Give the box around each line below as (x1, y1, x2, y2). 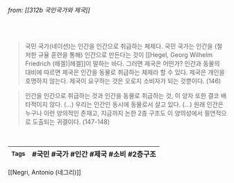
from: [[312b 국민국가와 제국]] (8, 6, 90, 14)
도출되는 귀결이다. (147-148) (32, 118, 110, 126)
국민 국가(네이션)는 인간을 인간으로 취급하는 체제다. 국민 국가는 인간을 (24, 42, 213, 51)
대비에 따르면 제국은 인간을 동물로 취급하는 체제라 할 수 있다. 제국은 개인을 (24, 68, 225, 77)
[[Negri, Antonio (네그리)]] (8, 168, 82, 177)
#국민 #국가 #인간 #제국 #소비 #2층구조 (31, 150, 157, 159)
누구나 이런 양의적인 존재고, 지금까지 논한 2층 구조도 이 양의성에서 (24, 109, 203, 118)
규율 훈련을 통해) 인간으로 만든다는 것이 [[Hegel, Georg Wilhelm (37, 51, 213, 59)
